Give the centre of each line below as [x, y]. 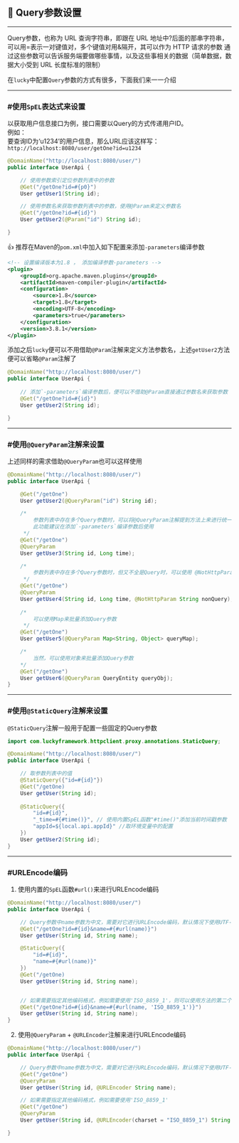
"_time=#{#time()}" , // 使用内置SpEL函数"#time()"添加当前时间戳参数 [130, 820]
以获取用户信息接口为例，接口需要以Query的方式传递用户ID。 [97, 124]
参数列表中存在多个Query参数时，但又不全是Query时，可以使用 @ [116, 573]
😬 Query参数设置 [44, 13]
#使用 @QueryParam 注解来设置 [56, 445]
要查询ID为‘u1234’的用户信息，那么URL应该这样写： [83, 142]
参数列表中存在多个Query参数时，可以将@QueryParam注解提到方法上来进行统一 [133, 520]
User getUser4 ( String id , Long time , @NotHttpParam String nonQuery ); [127, 599]
